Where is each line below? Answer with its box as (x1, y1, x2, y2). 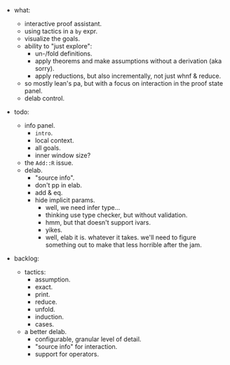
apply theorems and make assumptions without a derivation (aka (34, 57, 222, 65)
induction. (34, 312, 65, 321)
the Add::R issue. (24, 159, 74, 167)
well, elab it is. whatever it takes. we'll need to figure (45, 233, 196, 241)
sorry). (34, 65, 55, 72)
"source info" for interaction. (34, 343, 118, 350)
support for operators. (34, 350, 100, 358)
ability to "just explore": (24, 42, 93, 50)
